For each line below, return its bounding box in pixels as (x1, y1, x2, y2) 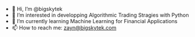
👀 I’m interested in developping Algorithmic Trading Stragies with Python (11, 12, 189, 18)
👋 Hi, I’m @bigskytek (11, 6, 63, 12)
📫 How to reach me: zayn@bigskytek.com (11, 24, 117, 31)
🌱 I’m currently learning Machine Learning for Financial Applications (11, 18, 178, 24)
